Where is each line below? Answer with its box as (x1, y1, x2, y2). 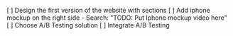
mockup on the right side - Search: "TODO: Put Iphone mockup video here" (6, 13, 228, 22)
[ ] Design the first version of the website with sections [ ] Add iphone (6, 6, 210, 14)
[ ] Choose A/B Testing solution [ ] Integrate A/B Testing (6, 21, 170, 29)
